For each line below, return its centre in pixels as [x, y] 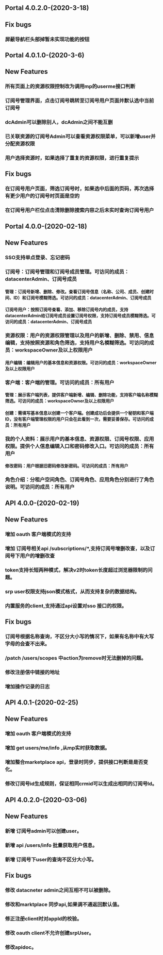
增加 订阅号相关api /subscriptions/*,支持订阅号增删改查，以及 [78, 548]
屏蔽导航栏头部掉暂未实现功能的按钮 [47, 39]
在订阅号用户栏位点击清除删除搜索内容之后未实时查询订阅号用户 [80, 210]
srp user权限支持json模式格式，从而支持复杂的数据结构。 [72, 591]
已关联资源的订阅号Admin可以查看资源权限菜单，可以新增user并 [81, 136]
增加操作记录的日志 [27, 687]
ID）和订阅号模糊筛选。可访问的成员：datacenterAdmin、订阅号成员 [82, 298]
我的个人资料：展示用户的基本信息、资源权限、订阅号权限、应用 [80, 439]
